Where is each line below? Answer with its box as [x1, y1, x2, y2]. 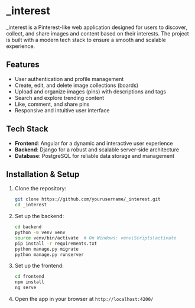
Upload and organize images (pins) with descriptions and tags [14, 87, 167, 95]
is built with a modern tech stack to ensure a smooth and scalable [6, 36, 167, 43]
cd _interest [14, 202, 47, 208]
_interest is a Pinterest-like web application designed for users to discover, [6, 24, 188, 31]
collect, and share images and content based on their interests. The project [6, 30, 189, 37]
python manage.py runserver [14, 251, 84, 258]
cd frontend [14, 274, 44, 280]
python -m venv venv [14, 229, 66, 235]
